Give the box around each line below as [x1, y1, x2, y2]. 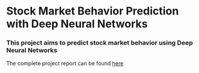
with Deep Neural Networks [6, 17, 148, 31]
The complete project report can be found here [6, 60, 124, 67]
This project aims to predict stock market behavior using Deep [6, 39, 194, 47]
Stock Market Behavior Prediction [6, 4, 179, 18]
